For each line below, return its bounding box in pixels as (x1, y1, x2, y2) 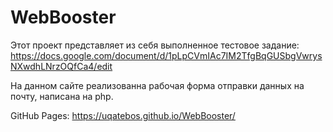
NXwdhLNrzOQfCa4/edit (10, 60, 113, 72)
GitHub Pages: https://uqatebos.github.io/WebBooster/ (10, 109, 236, 121)
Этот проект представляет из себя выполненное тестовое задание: (10, 39, 300, 51)
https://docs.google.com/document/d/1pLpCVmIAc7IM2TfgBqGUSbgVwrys (10, 49, 323, 61)
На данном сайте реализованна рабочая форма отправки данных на (10, 79, 305, 91)
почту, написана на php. (10, 90, 114, 102)
